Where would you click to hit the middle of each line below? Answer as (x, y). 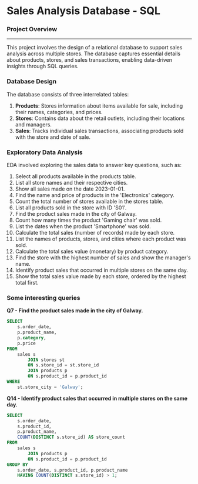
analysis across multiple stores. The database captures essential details (94, 54)
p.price (26, 343)
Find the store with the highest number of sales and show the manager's (103, 258)
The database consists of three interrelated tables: (68, 94)
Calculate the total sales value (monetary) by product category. (92, 252)
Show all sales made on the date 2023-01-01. (70, 189)
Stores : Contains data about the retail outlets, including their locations (100, 118)
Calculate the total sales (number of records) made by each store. (95, 233)
